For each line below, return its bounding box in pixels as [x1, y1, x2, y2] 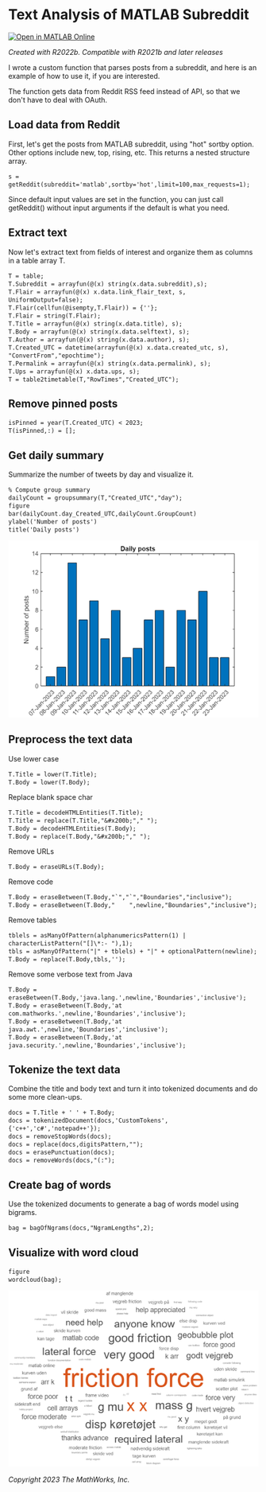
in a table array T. [8, 255, 66, 265]
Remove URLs [8, 846, 54, 856]
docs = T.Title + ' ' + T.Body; [8, 1108, 115, 1117]
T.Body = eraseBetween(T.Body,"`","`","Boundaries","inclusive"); [8, 893, 233, 901]
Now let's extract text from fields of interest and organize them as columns [8, 247, 253, 256]
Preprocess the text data [8, 733, 133, 746]
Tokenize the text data [8, 1062, 121, 1076]
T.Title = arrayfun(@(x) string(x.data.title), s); [8, 320, 183, 328]
